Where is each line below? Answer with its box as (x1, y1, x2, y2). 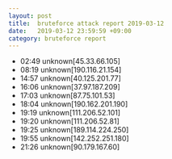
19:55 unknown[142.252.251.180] (19, 134, 129, 144)
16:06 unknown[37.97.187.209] (19, 82, 121, 92)
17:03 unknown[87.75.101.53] (19, 90, 115, 101)
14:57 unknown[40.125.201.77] (19, 73, 121, 83)
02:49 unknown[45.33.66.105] (19, 56, 121, 66)
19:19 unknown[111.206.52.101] (19, 108, 121, 118)
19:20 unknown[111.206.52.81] (19, 116, 120, 126)
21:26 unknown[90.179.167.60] (19, 142, 120, 152)
